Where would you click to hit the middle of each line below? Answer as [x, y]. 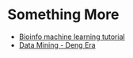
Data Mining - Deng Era [57, 44]
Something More [63, 15]
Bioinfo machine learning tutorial [72, 37]
